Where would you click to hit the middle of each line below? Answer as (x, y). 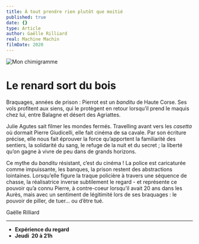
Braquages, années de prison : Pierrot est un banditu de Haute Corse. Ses (97, 102)
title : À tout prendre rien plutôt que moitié (65, 12)
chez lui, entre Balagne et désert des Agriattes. (63, 115)
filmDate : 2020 (25, 45)
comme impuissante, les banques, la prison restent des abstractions (89, 169)
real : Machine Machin (33, 39)
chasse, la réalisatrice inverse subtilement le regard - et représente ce (92, 182)
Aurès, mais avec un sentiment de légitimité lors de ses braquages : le (92, 194)
